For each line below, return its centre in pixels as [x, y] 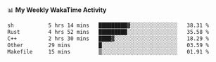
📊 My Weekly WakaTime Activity [57, 10]
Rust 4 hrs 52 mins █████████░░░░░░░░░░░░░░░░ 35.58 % [108, 32]
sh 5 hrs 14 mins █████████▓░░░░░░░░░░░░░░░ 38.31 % [108, 25]
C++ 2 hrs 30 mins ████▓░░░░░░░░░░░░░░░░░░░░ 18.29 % [108, 38]
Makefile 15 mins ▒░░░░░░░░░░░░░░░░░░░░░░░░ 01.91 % [108, 51]
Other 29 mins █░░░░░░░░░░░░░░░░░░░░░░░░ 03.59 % [108, 45]
